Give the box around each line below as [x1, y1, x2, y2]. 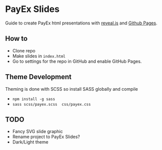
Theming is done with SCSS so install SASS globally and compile [5, 86, 138, 92]
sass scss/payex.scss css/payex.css [12, 102, 91, 107]
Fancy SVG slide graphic [12, 129, 63, 135]
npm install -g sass [12, 96, 55, 102]
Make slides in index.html [12, 53, 66, 59]
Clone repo [12, 47, 36, 53]
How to [5, 34, 28, 43]
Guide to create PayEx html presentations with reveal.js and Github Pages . [5, 20, 158, 26]
